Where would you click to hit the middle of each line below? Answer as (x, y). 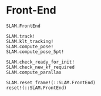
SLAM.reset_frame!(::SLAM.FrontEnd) (51, 82)
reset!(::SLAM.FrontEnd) (36, 88)
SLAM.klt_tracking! (30, 41)
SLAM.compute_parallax (34, 72)
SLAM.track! (21, 36)
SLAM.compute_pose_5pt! (35, 52)
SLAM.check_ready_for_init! (41, 62)
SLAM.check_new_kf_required (41, 67)
